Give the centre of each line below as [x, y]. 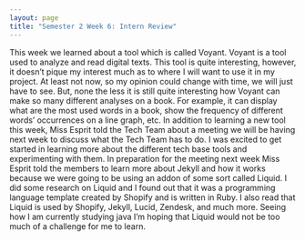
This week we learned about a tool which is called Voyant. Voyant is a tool [148, 52]
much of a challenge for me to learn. [77, 226]
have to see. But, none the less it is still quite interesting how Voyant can [145, 91]
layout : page [34, 18]
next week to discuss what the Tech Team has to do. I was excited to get [146, 139]
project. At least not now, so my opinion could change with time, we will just [151, 81]
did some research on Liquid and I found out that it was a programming [142, 187]
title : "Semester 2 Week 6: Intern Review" [93, 26]
